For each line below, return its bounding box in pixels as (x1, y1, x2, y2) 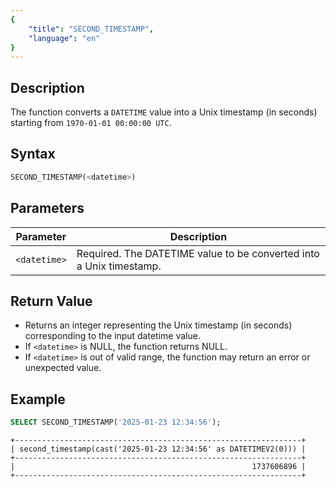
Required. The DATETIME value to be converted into (76, 246, 320, 260)
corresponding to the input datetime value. (24, 330, 201, 342)
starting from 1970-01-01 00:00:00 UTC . (10, 117, 172, 129)
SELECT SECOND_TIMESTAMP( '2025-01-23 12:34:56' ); (10, 417, 222, 428)
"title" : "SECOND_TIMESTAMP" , (28, 24, 155, 34)
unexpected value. (24, 362, 102, 374)
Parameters (10, 200, 85, 217)
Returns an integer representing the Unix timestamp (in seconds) (24, 319, 293, 331)
